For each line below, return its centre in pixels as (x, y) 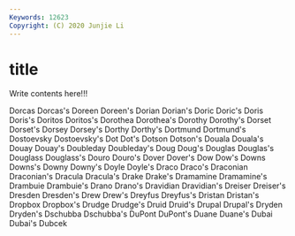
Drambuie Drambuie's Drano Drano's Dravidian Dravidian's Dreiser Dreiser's (147, 186)
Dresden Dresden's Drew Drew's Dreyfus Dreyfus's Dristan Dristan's (134, 195)
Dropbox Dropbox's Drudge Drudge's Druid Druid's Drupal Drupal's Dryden (146, 205)
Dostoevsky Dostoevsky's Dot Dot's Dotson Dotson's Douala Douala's (136, 139)
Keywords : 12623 (39, 17)
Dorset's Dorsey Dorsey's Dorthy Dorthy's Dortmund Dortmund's (128, 130)
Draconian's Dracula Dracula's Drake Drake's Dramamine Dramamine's (138, 177)
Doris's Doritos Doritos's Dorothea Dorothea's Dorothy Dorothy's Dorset (140, 120)
